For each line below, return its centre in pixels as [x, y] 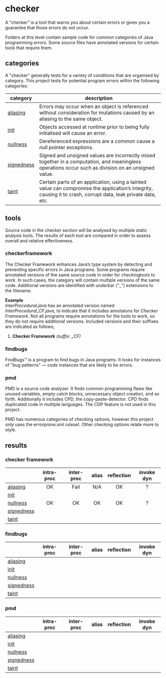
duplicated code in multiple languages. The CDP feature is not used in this [81, 404]
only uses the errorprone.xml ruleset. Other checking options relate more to [82, 425]
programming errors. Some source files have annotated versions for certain [82, 42]
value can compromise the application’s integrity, [96, 188]
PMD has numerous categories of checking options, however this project [79, 419]
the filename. [19, 290]
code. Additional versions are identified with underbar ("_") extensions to [79, 285]
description [99, 98]
